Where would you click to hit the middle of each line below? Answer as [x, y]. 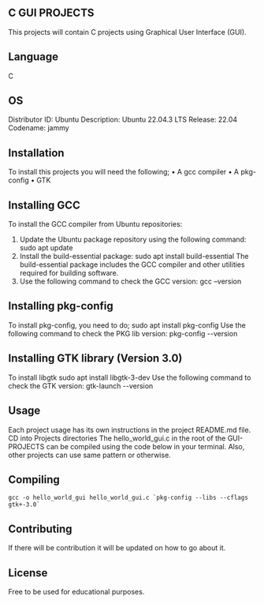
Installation [36, 153]
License [28, 573]
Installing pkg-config [61, 306]
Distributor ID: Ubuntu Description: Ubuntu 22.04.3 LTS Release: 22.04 [123, 120]
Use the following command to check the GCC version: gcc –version [130, 281]
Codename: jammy [39, 128]
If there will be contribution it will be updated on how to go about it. [117, 548]
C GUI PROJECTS [51, 13]
